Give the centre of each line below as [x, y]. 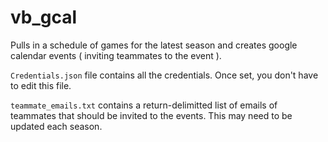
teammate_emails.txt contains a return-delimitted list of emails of [144, 105]
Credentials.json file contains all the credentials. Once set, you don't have [164, 75]
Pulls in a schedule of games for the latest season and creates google [154, 45]
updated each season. [56, 126]
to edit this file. [41, 85]
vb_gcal [44, 17]
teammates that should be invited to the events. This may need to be [151, 115]
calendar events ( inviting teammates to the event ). [116, 55]
